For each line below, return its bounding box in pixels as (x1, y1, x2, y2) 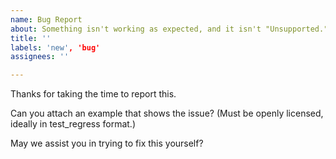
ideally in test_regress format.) (10, 118, 137, 130)
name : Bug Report (10, 14, 83, 25)
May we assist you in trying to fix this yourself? (10, 137, 204, 150)
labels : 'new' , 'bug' (10, 42, 101, 53)
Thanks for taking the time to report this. (10, 88, 177, 100)
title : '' (10, 33, 52, 43)
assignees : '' (10, 52, 70, 62)
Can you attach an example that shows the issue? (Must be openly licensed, (10, 107, 324, 120)
